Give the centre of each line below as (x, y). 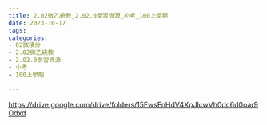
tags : (17, 30)
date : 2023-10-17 (37, 23)
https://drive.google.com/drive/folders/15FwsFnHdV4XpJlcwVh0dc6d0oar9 (133, 104)
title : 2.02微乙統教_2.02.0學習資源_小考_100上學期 (88, 16)
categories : (28, 38)
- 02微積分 (25, 45)
